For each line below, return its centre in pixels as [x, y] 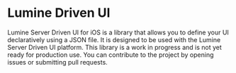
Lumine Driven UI [59, 13]
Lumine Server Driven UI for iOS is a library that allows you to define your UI [118, 32]
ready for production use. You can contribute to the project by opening [111, 55]
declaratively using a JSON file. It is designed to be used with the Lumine [114, 39]
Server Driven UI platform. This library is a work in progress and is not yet [114, 47]
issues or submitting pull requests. [57, 62]
